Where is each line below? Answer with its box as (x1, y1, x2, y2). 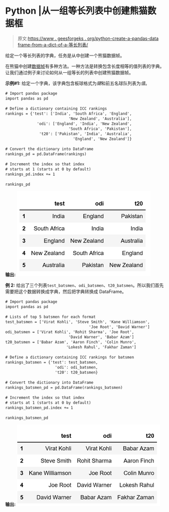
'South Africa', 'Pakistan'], (68, 126, 132, 131)
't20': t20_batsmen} (54, 370, 98, 375)
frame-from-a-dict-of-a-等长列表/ (17, 41, 88, 47)
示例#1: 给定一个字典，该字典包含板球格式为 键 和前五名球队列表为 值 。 (5, 80, 150, 86)
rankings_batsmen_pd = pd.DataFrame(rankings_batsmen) (5, 385, 123, 390)
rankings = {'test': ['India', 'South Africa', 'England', (5, 111, 132, 116)
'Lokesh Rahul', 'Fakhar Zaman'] (66, 344, 137, 349)
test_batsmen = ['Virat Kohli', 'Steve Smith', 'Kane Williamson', (5, 319, 150, 324)
